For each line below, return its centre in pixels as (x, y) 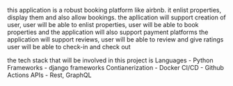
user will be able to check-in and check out (69, 47)
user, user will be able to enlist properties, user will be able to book (103, 25)
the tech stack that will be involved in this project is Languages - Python (110, 60)
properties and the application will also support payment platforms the (108, 32)
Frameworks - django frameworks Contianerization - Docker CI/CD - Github (116, 68)
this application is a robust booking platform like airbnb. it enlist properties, (114, 10)
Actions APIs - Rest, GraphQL (49, 75)
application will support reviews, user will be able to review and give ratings (115, 40)
